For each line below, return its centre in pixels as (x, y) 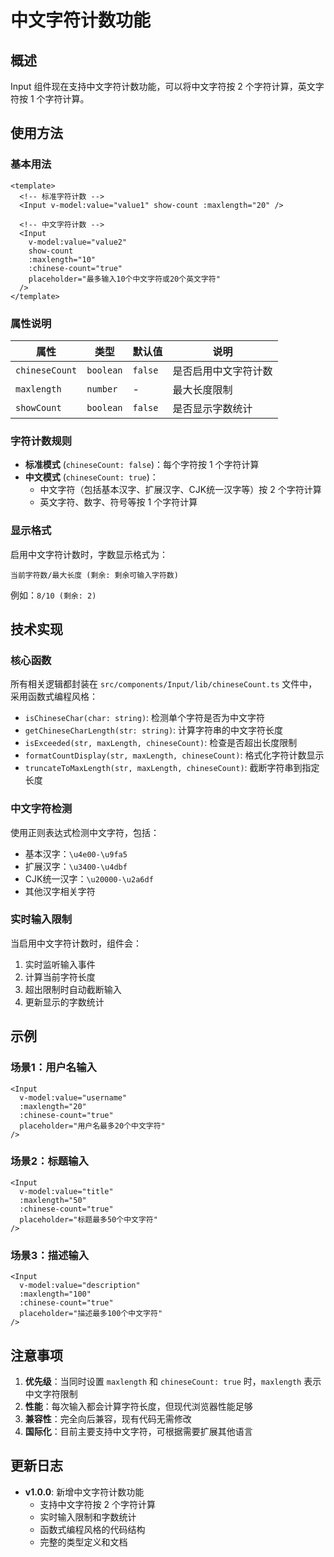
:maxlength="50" (53, 1200)
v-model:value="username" (73, 1097)
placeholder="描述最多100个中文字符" (91, 1314)
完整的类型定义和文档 (83, 1542)
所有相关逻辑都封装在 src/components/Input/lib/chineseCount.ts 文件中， (164, 684)
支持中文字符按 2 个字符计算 (98, 1504)
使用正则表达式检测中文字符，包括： (85, 832)
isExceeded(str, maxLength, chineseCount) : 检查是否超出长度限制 (161, 743)
